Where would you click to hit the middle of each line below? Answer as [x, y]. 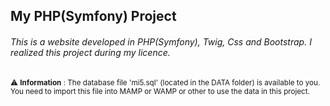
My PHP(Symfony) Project [93, 16]
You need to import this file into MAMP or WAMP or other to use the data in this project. [160, 91]
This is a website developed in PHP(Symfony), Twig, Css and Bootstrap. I [161, 41]
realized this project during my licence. [90, 52]
